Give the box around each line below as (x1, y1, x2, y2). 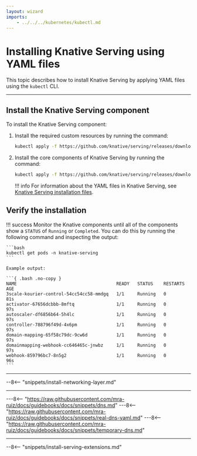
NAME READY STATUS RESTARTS (6, 281, 185, 287)
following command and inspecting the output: (6, 233, 119, 240)
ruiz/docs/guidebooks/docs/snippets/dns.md (6, 401, 116, 409)
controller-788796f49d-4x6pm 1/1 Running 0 (6, 322, 167, 328)
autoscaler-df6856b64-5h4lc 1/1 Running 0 (6, 311, 167, 317)
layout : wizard (6, 8, 43, 15)
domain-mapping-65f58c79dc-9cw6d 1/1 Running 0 (6, 332, 167, 338)
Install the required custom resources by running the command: (14, 132, 169, 139)
